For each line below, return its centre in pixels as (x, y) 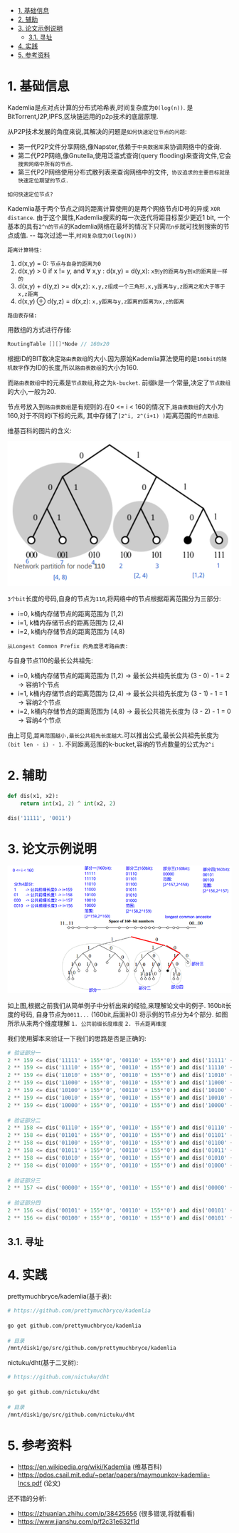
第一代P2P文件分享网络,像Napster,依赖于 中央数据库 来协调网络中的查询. (119, 146)
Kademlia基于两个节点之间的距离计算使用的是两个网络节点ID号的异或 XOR (114, 208)
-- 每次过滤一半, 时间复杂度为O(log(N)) (83, 235)
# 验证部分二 (24, 1121)
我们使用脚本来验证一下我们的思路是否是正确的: (77, 1038)
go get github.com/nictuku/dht (54, 1392)
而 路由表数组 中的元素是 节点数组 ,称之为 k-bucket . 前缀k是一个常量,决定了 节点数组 (119, 383)
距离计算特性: (25, 250)
